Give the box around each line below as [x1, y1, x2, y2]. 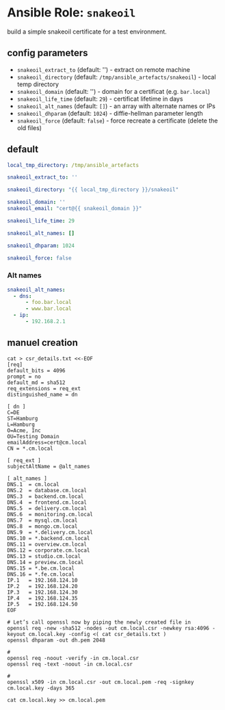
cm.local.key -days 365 [7, 685, 75, 692]
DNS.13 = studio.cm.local [7, 553, 81, 559]
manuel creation [7, 337, 79, 348]
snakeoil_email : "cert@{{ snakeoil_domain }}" [7, 205, 142, 212]
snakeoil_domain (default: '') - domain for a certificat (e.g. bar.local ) [16, 87, 211, 95]
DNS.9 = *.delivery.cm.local [7, 529, 94, 535]
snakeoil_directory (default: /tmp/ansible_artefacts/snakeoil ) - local [16, 73, 217, 81]
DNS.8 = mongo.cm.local [7, 522, 78, 530]
